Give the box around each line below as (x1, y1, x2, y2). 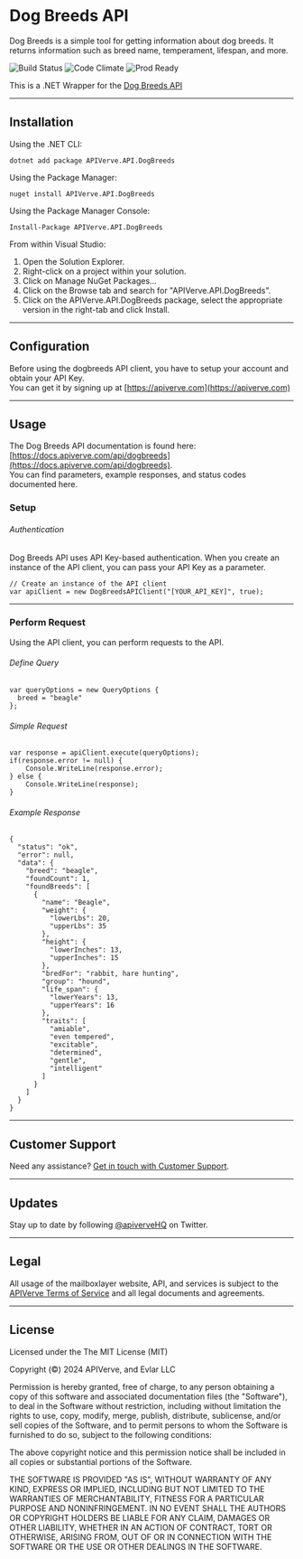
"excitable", (49, 1040, 99, 1049)
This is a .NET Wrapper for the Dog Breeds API (9, 80, 183, 90)
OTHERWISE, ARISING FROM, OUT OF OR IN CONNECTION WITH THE (9, 1531, 272, 1542)
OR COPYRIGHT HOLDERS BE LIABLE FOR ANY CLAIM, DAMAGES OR (9, 1512, 271, 1523)
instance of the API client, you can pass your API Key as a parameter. (9, 561, 266, 572)
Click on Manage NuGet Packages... (22, 275, 157, 286)
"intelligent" (49, 1064, 103, 1074)
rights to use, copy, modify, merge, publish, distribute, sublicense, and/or (9, 1410, 281, 1421)
